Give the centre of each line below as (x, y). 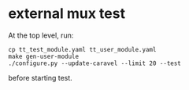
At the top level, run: (41, 35)
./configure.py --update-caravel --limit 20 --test (94, 63)
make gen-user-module (44, 56)
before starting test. (40, 77)
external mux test (67, 14)
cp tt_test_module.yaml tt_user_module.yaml (82, 49)
